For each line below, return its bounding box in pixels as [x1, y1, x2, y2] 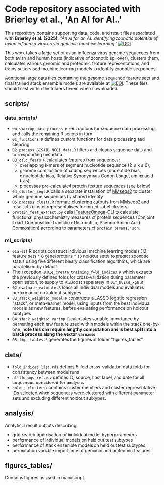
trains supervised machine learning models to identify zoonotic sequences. [5, 65, 157, 72]
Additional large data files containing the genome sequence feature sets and [5, 75, 159, 81]
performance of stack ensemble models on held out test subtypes [12, 442, 146, 448]
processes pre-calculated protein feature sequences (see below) [19, 183, 151, 189]
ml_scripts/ [5, 237, 33, 244]
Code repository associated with [5, 3, 141, 15]
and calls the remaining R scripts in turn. [12, 131, 94, 137]
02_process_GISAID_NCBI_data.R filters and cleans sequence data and [12, 146, 152, 153]
